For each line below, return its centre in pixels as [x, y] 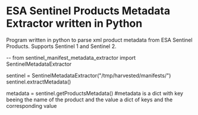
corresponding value [32, 106]
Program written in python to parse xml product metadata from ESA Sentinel [99, 40]
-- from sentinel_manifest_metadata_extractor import [71, 57]
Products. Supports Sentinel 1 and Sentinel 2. [62, 46]
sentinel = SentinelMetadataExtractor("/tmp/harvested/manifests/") [89, 75]
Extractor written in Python [74, 23]
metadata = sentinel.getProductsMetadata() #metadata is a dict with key [95, 93]
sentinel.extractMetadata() [39, 82]
